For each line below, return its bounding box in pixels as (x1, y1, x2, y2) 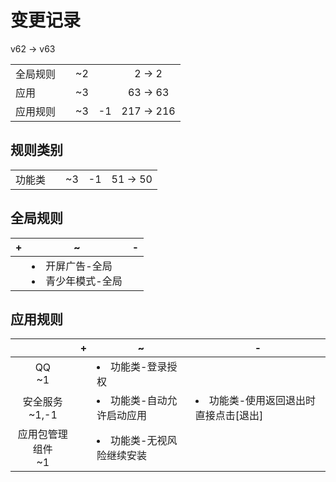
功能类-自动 (110, 394, 168, 408)
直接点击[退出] (194, 409, 264, 423)
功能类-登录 (110, 360, 168, 374)
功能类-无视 (110, 434, 168, 448)
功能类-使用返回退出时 (208, 394, 317, 408)
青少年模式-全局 (45, 274, 123, 288)
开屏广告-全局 (45, 259, 113, 273)
